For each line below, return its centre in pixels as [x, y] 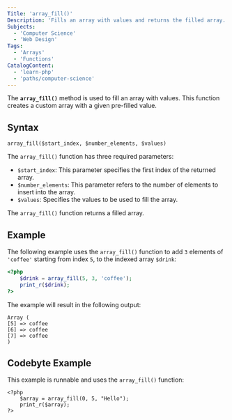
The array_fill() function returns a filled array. [76, 213]
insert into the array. [46, 192]
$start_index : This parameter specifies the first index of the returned [116, 170]
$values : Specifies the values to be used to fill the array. [98, 200]
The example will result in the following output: [74, 304]
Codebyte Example [49, 363]
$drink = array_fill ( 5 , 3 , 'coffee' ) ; [76, 278]
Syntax [23, 127]
